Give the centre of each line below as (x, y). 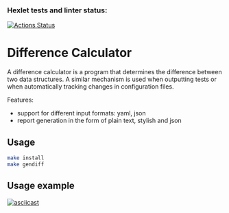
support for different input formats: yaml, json (81, 113)
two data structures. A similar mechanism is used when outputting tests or (112, 79)
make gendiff (26, 164)
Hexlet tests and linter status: (57, 10)
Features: (21, 100)
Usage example (41, 186)
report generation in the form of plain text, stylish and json (99, 121)
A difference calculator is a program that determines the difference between (114, 72)
